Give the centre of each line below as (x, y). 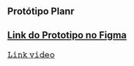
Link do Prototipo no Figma (67, 35)
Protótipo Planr (41, 11)
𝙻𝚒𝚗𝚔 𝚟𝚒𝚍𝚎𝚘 (31, 55)
